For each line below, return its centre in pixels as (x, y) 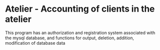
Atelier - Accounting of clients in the (80, 9)
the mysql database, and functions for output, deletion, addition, (70, 38)
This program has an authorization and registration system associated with (80, 33)
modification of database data (35, 43)
